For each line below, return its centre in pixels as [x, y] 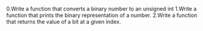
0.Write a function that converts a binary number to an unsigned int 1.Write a [101, 9]
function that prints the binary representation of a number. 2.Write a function [102, 15]
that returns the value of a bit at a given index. [64, 22]
